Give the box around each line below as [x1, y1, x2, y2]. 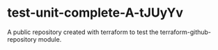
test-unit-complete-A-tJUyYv [7, 5, 183, 21]
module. [38, 35, 62, 43]
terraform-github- [159, 28, 211, 36]
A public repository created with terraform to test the [7, 28, 159, 36]
